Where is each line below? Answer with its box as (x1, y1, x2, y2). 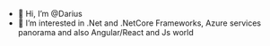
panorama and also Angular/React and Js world (17, 27, 195, 37)
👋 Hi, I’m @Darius (17, 9, 83, 19)
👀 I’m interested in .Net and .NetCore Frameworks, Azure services (17, 18, 262, 28)
